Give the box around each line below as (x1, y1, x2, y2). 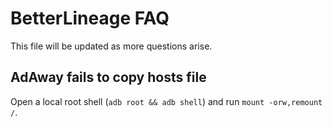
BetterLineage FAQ (10, 7, 170, 30)
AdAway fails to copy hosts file (10, 69, 207, 86)
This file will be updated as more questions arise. (10, 40, 213, 52)
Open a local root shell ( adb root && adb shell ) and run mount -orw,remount (10, 95, 323, 107)
